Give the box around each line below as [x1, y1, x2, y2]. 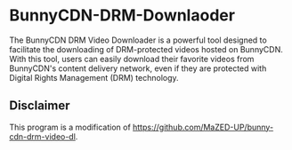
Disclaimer [9, 99, 70, 114]
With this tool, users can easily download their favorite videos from [9, 53, 255, 64]
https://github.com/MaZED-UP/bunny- [132, 122, 274, 132]
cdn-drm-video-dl [9, 130, 76, 142]
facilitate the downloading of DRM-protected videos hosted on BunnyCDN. [9, 43, 283, 54]
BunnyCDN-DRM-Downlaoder [9, 5, 236, 26]
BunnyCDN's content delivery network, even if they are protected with [9, 63, 267, 74]
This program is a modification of [9, 122, 131, 132]
